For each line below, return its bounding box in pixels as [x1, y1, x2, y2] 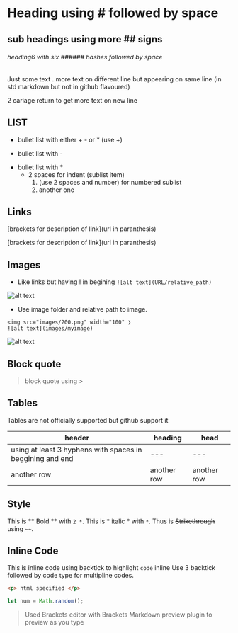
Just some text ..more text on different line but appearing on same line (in [7, 74, 222, 83]
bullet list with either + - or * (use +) [17, 135, 123, 144]
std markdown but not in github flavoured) [7, 82, 130, 91]
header [64, 433, 90, 443]
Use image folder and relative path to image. [17, 305, 147, 314]
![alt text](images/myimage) [7, 325, 93, 332]
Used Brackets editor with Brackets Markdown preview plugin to [24, 610, 212, 619]
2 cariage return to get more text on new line [7, 96, 138, 104]
